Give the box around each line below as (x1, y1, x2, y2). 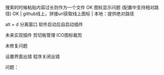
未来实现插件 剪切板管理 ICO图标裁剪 (5, 32, 83, 38)
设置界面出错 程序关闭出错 (5, 53, 60, 59)
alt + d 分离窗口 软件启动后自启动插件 (5, 22, 84, 27)
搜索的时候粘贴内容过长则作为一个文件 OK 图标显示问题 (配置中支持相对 (5, 5, 155, 10)
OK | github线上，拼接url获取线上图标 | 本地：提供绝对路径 (12, 11, 135, 17)
